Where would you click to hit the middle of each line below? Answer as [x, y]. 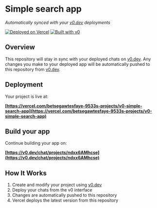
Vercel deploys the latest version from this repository [65, 200]
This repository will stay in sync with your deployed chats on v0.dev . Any [78, 59]
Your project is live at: [27, 96]
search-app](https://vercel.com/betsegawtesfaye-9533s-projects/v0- [78, 111]
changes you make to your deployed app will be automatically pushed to [78, 64]
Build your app [27, 131]
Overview [20, 47]
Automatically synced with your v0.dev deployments [58, 22]
